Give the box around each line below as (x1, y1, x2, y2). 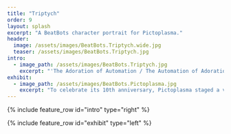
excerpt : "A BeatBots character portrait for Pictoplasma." (7, 29, 184, 36)
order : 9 (7, 16, 32, 23)
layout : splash (7, 23, 51, 30)
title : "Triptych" (7, 10, 60, 17)
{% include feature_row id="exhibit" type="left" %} (7, 119, 153, 127)
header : (7, 36, 30, 43)
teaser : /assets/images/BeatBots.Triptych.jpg (13, 49, 149, 56)
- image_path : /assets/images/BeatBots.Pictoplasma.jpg (13, 80, 177, 87)
